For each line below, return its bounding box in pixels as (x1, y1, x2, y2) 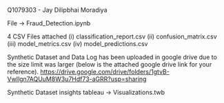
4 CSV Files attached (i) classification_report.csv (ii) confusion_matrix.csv (7, 32, 217, 41)
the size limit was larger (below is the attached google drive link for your (7, 60, 212, 68)
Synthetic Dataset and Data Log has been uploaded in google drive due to (7, 53, 217, 61)
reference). (7, 68, 39, 76)
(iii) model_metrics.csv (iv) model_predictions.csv (7, 40, 148, 47)
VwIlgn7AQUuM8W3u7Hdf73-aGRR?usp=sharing (7, 75, 147, 83)
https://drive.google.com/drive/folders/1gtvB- (40, 68, 170, 76)
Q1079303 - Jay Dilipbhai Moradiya (7, 6, 108, 14)
